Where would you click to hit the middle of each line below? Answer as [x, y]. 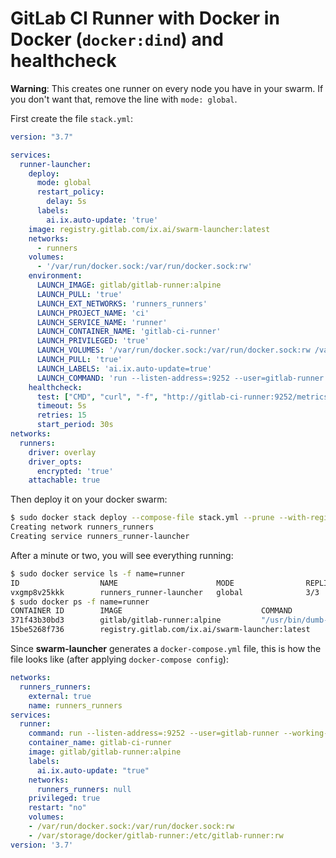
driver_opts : [55, 462]
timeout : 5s [61, 406]
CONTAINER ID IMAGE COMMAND [151, 611]
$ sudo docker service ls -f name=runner [98, 573]
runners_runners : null [84, 789]
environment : [55, 276]
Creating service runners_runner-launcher [100, 537]
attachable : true [64, 480]
